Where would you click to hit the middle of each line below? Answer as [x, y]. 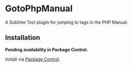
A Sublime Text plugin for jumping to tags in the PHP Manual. [67, 22]
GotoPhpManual [39, 9]
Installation [23, 38]
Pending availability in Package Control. [47, 49]
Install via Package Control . [33, 59]
